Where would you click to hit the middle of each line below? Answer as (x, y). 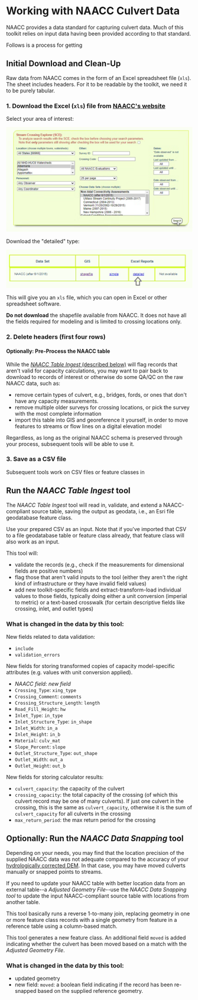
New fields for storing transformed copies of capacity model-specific (91, 666)
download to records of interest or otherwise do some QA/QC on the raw (95, 377)
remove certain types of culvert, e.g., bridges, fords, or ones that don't (101, 394)
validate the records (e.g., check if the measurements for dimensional (99, 564)
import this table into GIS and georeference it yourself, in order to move (101, 420)
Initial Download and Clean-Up (64, 64)
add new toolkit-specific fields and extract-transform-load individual (98, 590)
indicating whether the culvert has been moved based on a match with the (97, 944)
